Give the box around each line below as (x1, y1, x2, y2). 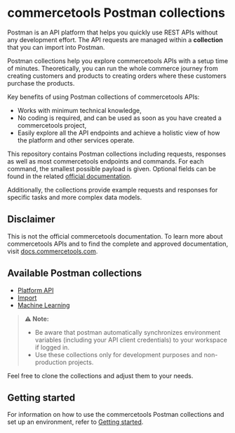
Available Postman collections (7, 267, 142, 279)
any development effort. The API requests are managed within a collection (7, 35, 223, 44)
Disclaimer (7, 213, 55, 225)
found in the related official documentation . (7, 172, 132, 180)
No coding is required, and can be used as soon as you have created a (17, 114, 222, 122)
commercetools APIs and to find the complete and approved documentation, (7, 239, 229, 248)
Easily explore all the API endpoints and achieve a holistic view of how (17, 128, 220, 137)
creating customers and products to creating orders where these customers (7, 72, 227, 80)
